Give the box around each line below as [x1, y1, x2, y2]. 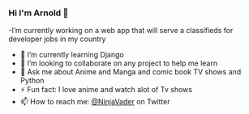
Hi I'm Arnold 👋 [8, 7, 69, 19]
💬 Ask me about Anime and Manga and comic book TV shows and [19, 67, 242, 77]
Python [19, 76, 45, 86]
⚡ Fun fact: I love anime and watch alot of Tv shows [19, 85, 193, 95]
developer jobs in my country [8, 34, 106, 44]
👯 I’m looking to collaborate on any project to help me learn [19, 58, 217, 68]
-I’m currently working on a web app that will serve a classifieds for [8, 26, 234, 36]
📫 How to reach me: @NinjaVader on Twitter [19, 97, 170, 107]
